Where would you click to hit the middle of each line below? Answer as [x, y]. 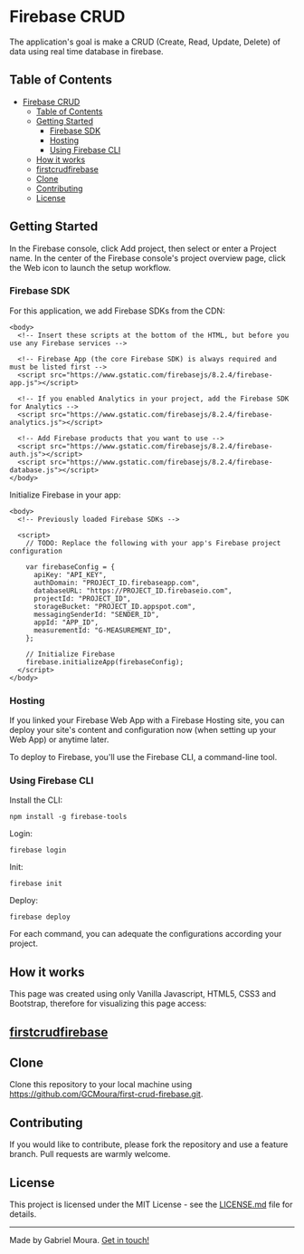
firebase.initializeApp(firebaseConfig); [104, 662]
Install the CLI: [36, 800]
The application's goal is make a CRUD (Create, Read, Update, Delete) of [145, 42]
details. [23, 1214]
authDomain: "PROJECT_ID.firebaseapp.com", [117, 583]
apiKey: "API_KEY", [70, 574]
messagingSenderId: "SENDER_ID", [96, 614]
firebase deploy [40, 917]
